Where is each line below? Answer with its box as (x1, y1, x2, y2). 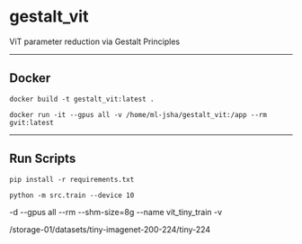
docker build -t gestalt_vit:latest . (9, 95, 155, 104)
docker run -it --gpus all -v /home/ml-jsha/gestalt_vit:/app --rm (9, 110, 268, 119)
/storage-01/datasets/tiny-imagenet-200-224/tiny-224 (9, 223, 211, 235)
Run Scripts (9, 151, 76, 167)
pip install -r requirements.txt (9, 175, 135, 184)
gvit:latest (9, 118, 54, 127)
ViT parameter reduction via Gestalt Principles (9, 36, 181, 47)
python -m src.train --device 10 (9, 191, 135, 200)
